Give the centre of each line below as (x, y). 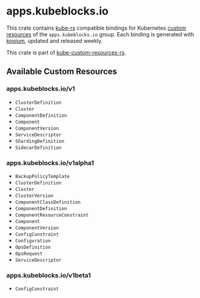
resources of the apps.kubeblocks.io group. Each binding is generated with (100, 34)
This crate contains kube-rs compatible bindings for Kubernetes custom (96, 28)
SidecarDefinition (38, 147)
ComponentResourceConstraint (52, 215)
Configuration (33, 240)
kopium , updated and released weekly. (55, 41)
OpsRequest (29, 253)
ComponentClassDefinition (48, 202)
